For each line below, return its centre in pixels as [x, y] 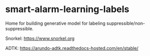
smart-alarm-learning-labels [67, 9]
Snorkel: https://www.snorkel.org [40, 38]
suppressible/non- [126, 23]
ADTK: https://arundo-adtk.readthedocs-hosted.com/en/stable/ [72, 48]
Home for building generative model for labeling [55, 23]
